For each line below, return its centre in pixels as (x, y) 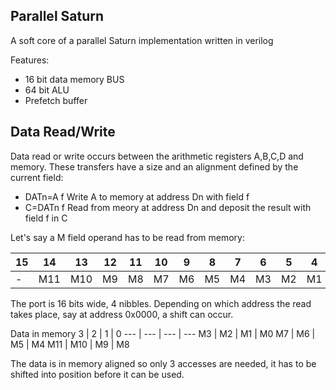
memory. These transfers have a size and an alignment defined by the (154, 166)
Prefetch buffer (56, 100)
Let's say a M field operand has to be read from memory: (128, 237)
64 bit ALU (47, 90)
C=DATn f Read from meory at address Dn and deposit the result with (168, 207)
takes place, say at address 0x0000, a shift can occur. (122, 314)
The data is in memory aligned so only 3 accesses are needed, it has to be (163, 363)
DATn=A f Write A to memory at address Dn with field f (137, 196)
